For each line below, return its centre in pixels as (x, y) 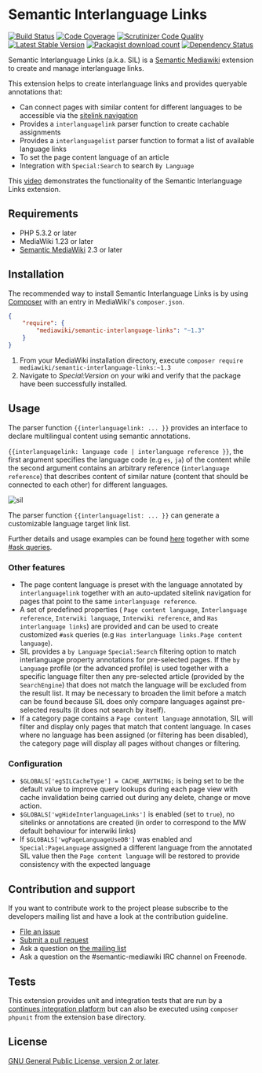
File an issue (40, 932)
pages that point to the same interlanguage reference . (108, 601)
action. (31, 806)
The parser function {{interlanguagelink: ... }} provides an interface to (128, 427)
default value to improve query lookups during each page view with (128, 789)
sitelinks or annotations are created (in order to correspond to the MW (133, 823)
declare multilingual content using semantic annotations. (99, 436)
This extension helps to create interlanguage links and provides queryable (128, 83)
